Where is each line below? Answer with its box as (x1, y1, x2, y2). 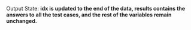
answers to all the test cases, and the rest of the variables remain (6, 11, 172, 18)
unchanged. (6, 18, 37, 24)
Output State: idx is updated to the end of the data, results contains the (6, 5, 186, 12)
